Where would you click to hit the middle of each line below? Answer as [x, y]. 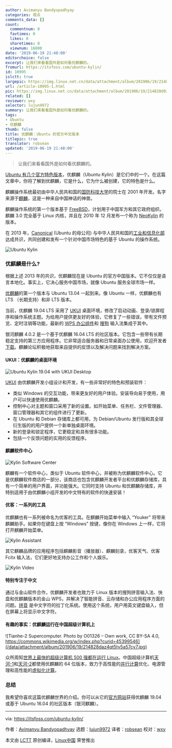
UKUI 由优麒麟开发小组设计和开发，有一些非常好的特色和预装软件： [76, 382]
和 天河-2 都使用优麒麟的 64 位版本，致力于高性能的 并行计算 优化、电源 [87, 664]
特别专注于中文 [21, 580]
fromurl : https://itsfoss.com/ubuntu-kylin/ [53, 67]
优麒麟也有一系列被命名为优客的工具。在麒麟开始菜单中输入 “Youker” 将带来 [85, 517]
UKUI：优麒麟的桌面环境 [31, 360]
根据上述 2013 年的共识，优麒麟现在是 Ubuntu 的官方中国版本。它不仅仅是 [83, 276]
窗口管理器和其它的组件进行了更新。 [51, 412]
